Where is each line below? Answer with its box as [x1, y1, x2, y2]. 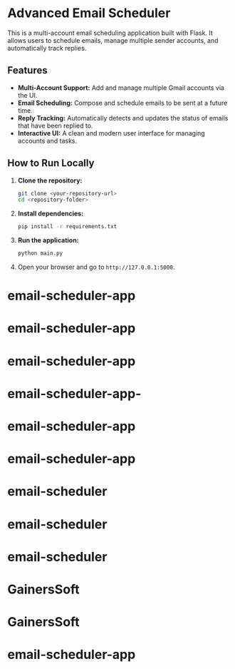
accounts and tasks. [17, 136, 78, 145]
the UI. [17, 91, 38, 99]
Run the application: [17, 236, 80, 245]
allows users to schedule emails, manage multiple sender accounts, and [7, 36, 219, 44]
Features [7, 64, 48, 76]
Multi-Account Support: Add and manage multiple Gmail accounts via [17, 83, 224, 92]
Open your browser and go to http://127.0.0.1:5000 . [17, 262, 175, 272]
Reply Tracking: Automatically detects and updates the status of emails [17, 113, 229, 122]
